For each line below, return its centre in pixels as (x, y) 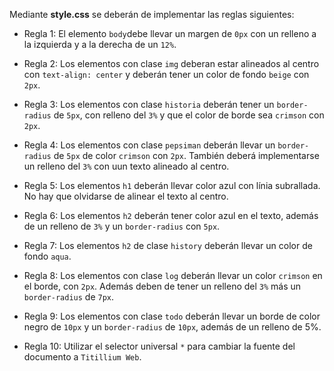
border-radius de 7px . (69, 297)
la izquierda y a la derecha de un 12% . (100, 44)
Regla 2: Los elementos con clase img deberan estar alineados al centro (171, 63)
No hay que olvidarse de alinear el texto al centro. (126, 196)
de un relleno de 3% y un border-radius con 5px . (122, 226)
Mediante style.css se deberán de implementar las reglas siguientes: (152, 14)
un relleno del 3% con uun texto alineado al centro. (126, 166)
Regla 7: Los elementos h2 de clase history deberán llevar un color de (168, 245)
